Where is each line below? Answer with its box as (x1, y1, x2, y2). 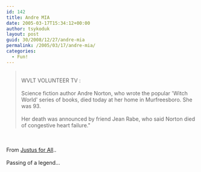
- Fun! (11, 54, 28, 60)
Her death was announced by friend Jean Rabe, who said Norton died (21, 115, 196, 123)
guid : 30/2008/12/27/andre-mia (6, 37, 85, 43)
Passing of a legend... (6, 159, 60, 166)
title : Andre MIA (6, 14, 50, 21)
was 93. (21, 102, 41, 109)
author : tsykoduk (6, 25, 50, 32)
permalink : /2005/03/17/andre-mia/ (6, 43, 96, 49)
